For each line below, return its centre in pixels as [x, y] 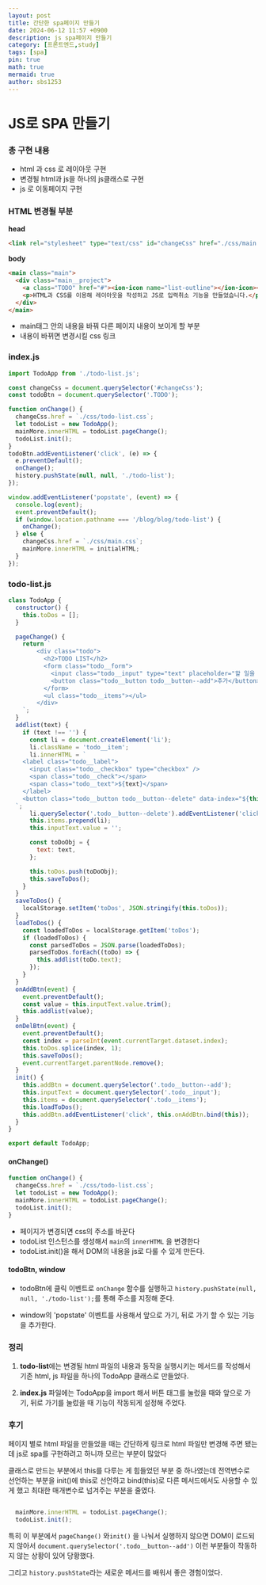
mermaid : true [32, 74]
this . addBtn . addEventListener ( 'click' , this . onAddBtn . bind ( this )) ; [136, 1114]
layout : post [30, 15]
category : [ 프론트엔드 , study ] [54, 45]
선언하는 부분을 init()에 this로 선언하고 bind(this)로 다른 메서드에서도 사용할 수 [129, 1480]
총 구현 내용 [29, 150]
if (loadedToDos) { [55, 938]
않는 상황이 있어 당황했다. [55, 1556]
